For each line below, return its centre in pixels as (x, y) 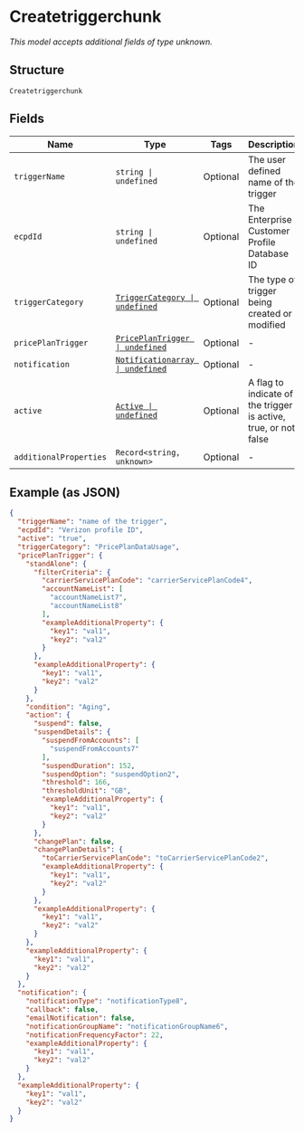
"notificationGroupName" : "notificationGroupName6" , (127, 1026)
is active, (267, 416)
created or (270, 313)
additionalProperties (60, 457)
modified (267, 325)
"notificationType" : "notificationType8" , (107, 1002)
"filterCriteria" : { (72, 572)
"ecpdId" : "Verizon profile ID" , (81, 530)
